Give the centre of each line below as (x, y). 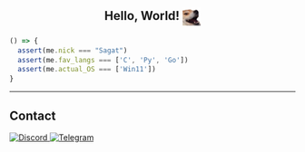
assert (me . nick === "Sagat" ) (73, 50)
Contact (33, 115)
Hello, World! (142, 16)
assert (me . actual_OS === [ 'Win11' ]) (87, 70)
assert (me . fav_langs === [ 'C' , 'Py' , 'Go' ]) (103, 60)
